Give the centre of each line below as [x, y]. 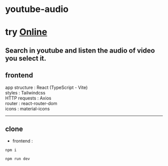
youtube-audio [37, 9]
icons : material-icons [27, 108]
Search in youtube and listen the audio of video [80, 50]
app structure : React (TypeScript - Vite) [46, 87]
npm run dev [17, 159]
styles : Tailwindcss [25, 92]
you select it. [26, 58]
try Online [26, 32]
